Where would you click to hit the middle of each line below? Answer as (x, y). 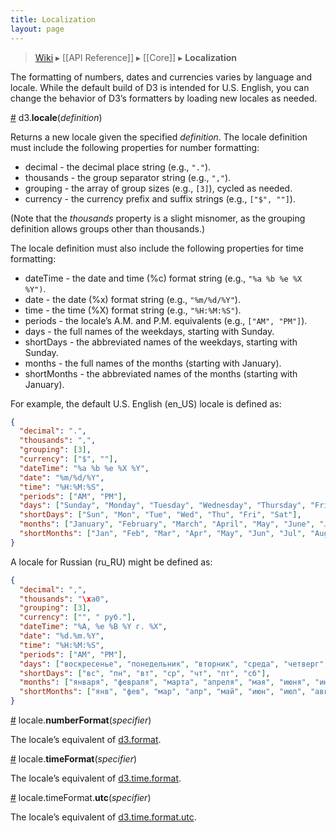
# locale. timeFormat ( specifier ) (74, 759)
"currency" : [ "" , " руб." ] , (78, 617)
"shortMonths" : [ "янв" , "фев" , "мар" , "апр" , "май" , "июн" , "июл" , (163, 692)
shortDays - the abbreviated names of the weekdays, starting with (161, 342)
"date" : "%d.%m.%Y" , (62, 636)
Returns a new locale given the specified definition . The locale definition (159, 137)
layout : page (37, 29)
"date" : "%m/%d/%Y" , (62, 477)
